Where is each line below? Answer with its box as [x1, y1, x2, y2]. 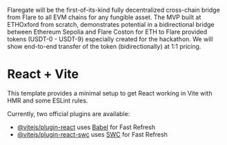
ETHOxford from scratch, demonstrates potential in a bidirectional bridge [7, 21, 215, 28]
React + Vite [7, 67, 79, 82]
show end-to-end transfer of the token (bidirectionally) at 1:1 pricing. [7, 43, 201, 50]
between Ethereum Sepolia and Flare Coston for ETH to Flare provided [7, 27, 208, 36]
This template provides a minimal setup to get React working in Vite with [7, 89, 213, 97]
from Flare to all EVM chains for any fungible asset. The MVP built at [7, 13, 201, 21]
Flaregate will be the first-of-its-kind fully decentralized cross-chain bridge [7, 6, 221, 14]
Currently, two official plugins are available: [7, 109, 130, 118]
